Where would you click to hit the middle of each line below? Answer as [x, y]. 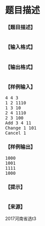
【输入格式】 [21, 47]
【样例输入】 [21, 87]
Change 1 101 [21, 128]
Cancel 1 [16, 133]
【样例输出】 [21, 147]
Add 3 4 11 [18, 123]
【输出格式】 [21, 67]
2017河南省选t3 [21, 218]
